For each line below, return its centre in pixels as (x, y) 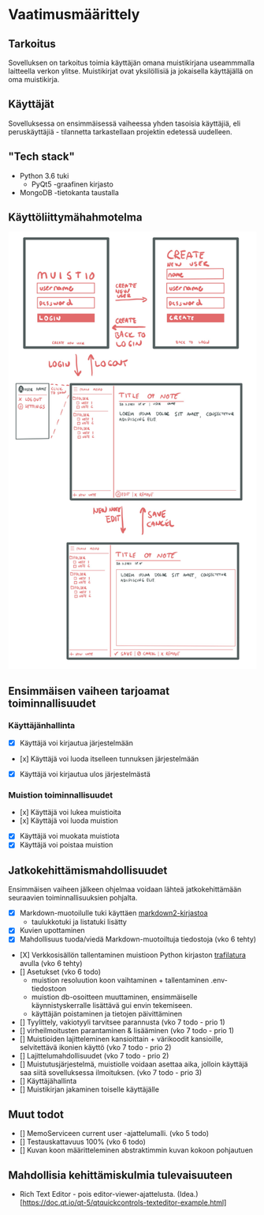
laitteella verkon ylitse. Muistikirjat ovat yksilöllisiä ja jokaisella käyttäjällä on (131, 71)
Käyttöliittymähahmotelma (75, 218)
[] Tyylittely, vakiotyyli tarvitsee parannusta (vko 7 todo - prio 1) (123, 1022)
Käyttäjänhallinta (42, 726)
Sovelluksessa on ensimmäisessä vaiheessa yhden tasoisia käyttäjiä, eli (125, 123)
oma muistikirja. (34, 79)
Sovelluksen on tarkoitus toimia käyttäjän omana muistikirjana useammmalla (131, 62)
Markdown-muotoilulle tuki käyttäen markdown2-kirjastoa (113, 913)
